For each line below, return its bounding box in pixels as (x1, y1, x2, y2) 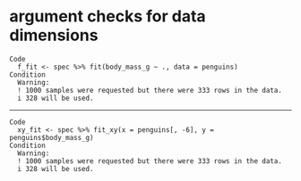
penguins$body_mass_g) (9, 133, 94, 142)
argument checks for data (9, 6, 206, 27)
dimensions (9, 25, 99, 45)
